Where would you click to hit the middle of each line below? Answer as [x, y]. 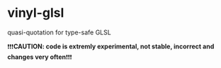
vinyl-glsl [36, 13]
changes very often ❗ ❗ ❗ [40, 57]
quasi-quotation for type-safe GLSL [59, 32]
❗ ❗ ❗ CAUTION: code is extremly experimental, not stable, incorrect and [111, 46]
